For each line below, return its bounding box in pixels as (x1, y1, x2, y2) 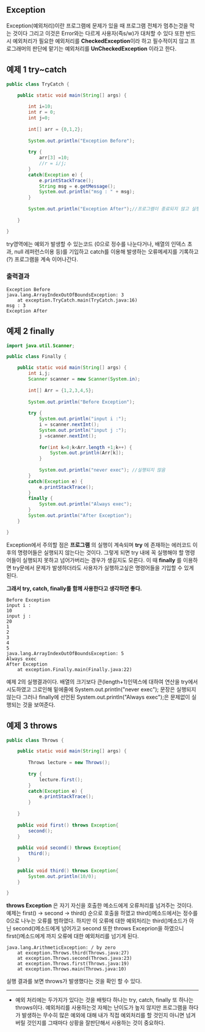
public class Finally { (6, 354, 67, 360)
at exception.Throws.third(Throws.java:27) (17, 950, 130, 956)
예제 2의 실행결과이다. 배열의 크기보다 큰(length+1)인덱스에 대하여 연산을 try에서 (6, 678, 198, 685)
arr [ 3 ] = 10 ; (38, 155, 70, 161)
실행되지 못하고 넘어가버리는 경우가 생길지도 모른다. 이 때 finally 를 (22, 556, 182, 563)
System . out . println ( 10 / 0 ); (28, 873, 97, 880)
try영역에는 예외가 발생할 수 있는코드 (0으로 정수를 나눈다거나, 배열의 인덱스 (6, 240, 186, 247)
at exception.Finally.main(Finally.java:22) (17, 666, 132, 672)
